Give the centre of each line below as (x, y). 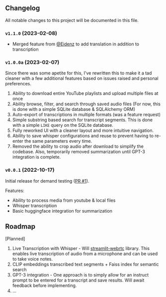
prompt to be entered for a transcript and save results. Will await (78, 280)
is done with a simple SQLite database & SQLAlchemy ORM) (74, 109)
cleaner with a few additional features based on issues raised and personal (82, 78)
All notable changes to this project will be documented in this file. (72, 20)
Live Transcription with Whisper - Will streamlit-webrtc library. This (81, 248)
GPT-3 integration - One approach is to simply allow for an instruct (81, 275)
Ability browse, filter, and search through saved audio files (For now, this (86, 104)
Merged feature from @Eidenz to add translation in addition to (76, 44)
